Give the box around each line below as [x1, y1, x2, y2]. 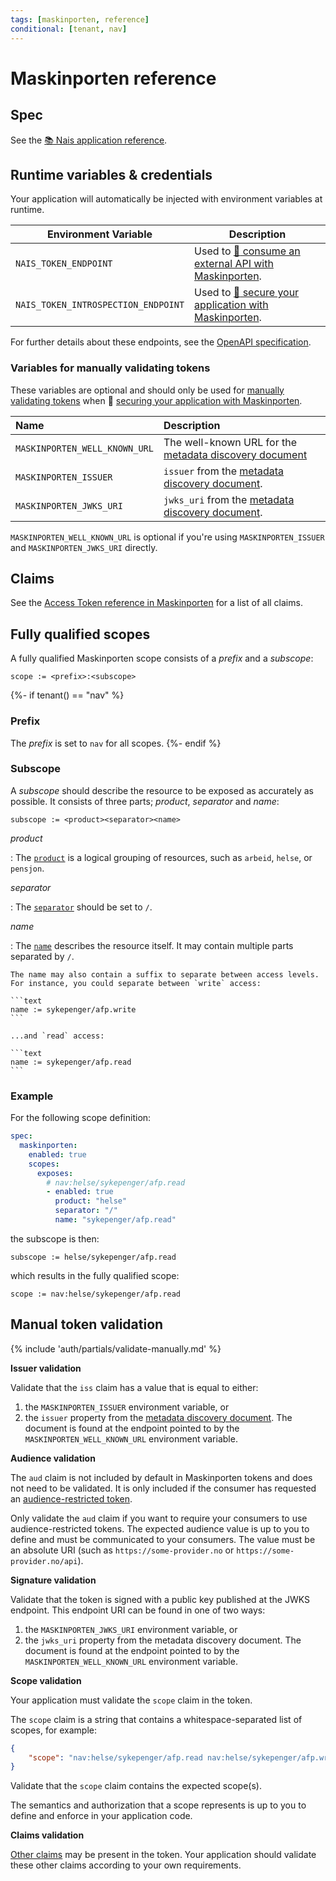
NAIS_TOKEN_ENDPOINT [15, 258, 113, 270]
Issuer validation [10, 1362, 82, 1374]
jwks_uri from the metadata [163, 492, 295, 506]
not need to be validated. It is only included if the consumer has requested [10, 1482, 317, 1494]
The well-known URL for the [163, 435, 297, 449]
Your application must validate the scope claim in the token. [10, 1694, 253, 1706]
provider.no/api [10, 1556, 78, 1566]
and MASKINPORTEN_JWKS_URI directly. [10, 541, 158, 553]
